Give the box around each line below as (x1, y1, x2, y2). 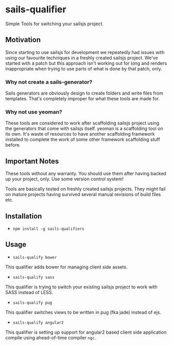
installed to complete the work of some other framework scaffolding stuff (5, 136, 160, 142)
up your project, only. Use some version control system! (5, 176, 124, 182)
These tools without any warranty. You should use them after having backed (5, 171, 167, 177)
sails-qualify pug (12, 300, 52, 305)
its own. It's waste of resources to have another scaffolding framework (5, 131, 155, 137)
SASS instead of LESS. (5, 289, 53, 295)
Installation (5, 212, 42, 221)
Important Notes (5, 157, 59, 166)
